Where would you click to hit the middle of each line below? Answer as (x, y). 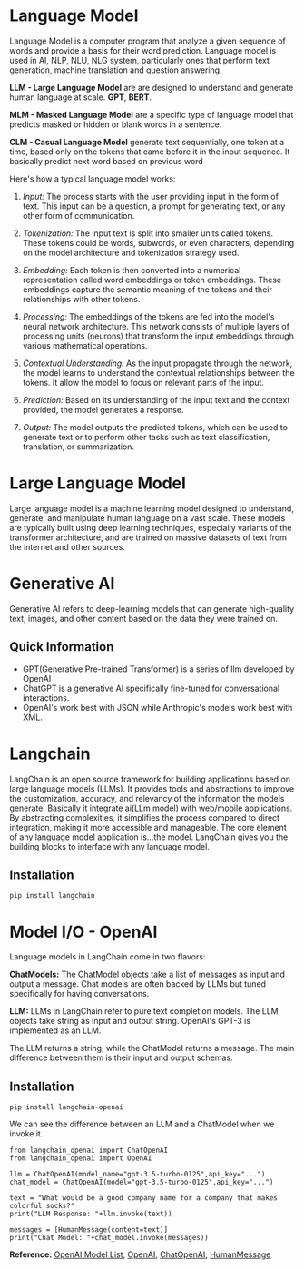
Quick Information (62, 647)
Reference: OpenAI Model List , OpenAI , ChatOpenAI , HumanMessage (140, 1254)
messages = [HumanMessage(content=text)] (89, 1230)
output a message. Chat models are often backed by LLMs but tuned (137, 984)
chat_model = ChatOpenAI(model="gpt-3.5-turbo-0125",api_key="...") (142, 1182)
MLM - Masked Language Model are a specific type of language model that (152, 114)
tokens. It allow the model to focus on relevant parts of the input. (143, 382)
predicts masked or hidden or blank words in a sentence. (116, 124)
